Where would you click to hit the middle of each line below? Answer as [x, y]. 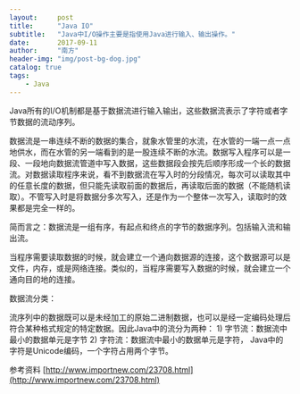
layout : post [42, 17]
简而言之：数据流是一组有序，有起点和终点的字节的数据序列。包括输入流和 [146, 226]
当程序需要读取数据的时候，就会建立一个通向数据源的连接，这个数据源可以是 [150, 256]
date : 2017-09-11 [54, 42]
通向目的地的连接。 [45, 279]
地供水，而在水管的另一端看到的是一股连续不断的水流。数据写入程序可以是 [146, 152]
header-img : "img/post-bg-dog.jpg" [75, 59]
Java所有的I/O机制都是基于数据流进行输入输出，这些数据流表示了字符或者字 [149, 110]
